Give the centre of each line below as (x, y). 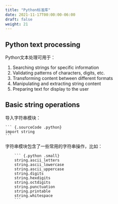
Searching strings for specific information (56, 68)
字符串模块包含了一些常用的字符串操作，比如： (54, 146)
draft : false (19, 19)
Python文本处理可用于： (30, 57)
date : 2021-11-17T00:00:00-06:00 (40, 15)
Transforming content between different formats (63, 78)
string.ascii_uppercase (39, 169)
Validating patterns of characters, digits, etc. (58, 73)
